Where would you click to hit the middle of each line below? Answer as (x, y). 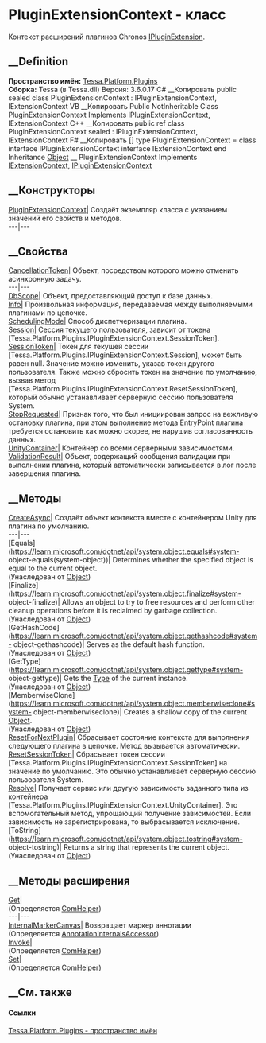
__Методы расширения (69, 881)
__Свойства (39, 251)
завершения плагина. (45, 473)
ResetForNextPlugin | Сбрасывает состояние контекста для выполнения (129, 737)
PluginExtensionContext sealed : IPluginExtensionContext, (103, 131)
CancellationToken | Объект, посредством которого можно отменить (123, 270)
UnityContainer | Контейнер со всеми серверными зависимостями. (121, 448)
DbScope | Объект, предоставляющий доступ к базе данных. (110, 296)
